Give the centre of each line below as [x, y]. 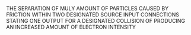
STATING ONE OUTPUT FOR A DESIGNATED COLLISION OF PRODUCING [96, 21]
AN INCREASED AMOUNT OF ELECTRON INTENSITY [71, 27]
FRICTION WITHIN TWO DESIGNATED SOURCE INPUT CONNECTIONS [93, 15]
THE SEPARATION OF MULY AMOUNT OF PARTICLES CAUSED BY [87, 8]
